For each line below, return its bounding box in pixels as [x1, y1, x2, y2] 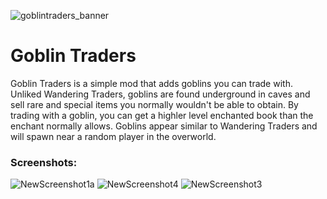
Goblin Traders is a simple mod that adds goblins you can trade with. [10, 77, 293, 89]
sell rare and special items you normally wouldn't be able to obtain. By [10, 98, 299, 110]
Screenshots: [10, 155, 78, 169]
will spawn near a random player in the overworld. [10, 130, 217, 142]
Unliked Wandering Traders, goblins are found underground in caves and [10, 88, 311, 100]
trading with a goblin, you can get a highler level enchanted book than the [10, 109, 314, 121]
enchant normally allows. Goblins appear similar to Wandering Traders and [10, 120, 318, 132]
